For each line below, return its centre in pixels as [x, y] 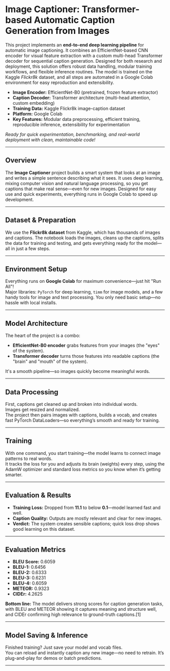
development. [19, 199]
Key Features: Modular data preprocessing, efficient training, [76, 119]
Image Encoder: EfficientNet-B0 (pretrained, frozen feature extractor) [85, 92]
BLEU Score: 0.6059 [34, 562]
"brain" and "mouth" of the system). [50, 362]
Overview [21, 160]
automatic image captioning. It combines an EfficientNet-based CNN [77, 50]
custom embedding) [34, 103]
